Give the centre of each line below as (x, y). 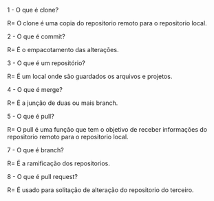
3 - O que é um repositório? (46, 63)
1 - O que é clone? (33, 10)
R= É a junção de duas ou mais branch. (63, 103)
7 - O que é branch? (35, 150)
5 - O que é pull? (31, 116)
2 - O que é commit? (36, 36)
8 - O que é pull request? (42, 177)
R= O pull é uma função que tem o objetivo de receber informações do (107, 129)
